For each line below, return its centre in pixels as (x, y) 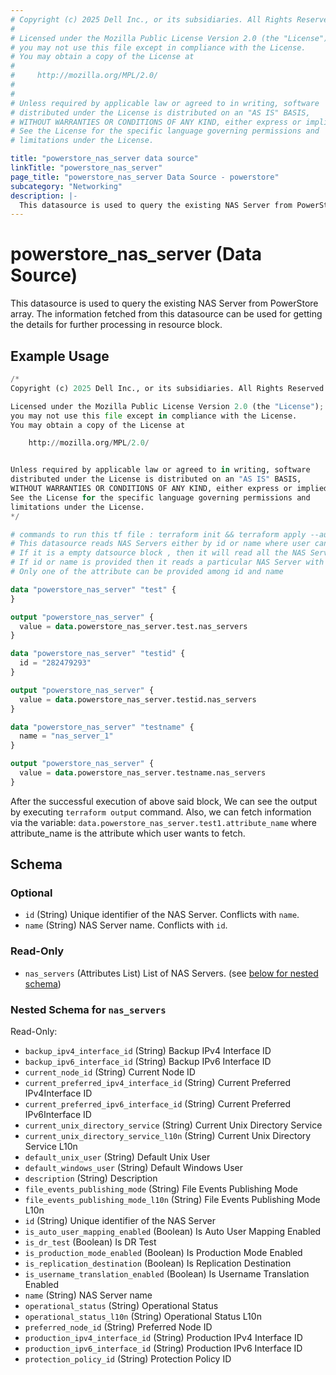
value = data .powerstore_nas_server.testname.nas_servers (143, 773)
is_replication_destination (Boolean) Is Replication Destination (158, 1263)
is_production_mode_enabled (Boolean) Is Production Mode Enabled (163, 1253)
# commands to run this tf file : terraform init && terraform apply (158, 534)
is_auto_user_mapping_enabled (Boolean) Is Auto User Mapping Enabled (173, 1232)
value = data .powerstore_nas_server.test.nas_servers (133, 626)
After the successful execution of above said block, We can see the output (164, 801)
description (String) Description (91, 1178)
